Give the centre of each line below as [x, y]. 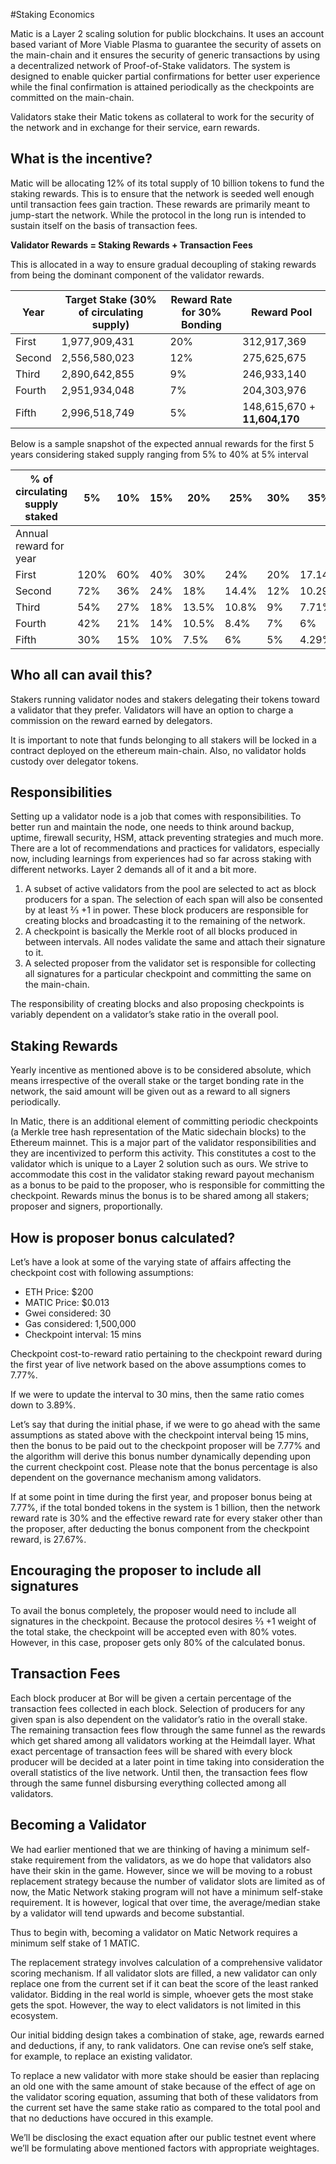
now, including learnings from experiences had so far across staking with [161, 859]
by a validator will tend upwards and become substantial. [127, 1913]
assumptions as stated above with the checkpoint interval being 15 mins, [159, 1435]
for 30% [201, 312]
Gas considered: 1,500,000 [80, 1324]
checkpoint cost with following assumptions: [102, 1273]
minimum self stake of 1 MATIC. [75, 1943]
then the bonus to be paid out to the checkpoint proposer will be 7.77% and [165, 1446]
